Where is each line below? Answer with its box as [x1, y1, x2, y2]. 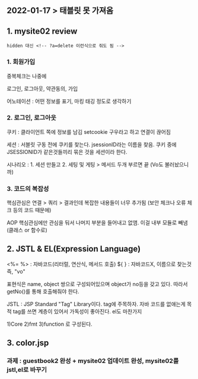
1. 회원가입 [7, 58, 36, 66]
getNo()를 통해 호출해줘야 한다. [7, 288, 79, 295]
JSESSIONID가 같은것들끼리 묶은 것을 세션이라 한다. [7, 148, 127, 155]
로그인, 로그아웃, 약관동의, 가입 [7, 85, 78, 92]
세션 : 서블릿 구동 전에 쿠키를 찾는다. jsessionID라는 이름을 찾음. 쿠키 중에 [7, 141, 177, 148]
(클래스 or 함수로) [7, 227, 48, 234]
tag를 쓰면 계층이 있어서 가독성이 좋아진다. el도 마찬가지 [12, 307, 142, 315]
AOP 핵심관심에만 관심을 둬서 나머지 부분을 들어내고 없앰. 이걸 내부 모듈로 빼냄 [7, 219, 189, 226]
